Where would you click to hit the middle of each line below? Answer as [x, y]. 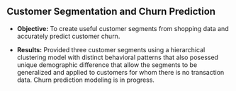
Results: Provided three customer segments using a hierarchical [111, 49]
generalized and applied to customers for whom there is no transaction [120, 72]
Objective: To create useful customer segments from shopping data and [123, 28]
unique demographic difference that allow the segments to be [107, 65]
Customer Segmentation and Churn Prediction [111, 12]
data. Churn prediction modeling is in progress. [86, 80]
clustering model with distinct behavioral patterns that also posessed [118, 57]
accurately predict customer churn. [68, 36]
